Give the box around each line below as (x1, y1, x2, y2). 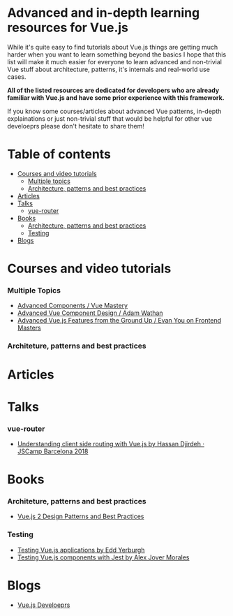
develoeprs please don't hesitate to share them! (7, 122, 144, 130)
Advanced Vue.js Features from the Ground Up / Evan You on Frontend (17, 316, 222, 325)
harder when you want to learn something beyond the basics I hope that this (7, 50, 227, 59)
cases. (7, 72, 27, 81)
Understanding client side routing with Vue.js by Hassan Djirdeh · (17, 439, 204, 448)
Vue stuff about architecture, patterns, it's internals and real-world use (7, 65, 211, 73)
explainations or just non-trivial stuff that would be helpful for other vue (7, 114, 213, 123)
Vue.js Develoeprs (17, 601, 70, 609)
